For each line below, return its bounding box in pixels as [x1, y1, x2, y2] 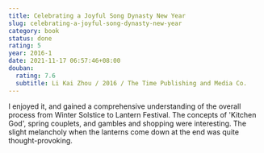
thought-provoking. [8, 135, 73, 145]
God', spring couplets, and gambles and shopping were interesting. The [8, 118, 247, 128]
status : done [8, 34, 52, 43]
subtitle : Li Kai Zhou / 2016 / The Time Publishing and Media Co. [15, 79, 248, 87]
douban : [8, 64, 35, 72]
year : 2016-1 [8, 49, 52, 57]
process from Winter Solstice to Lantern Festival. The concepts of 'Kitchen [8, 110, 257, 119]
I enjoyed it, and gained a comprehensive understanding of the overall [8, 101, 241, 111]
